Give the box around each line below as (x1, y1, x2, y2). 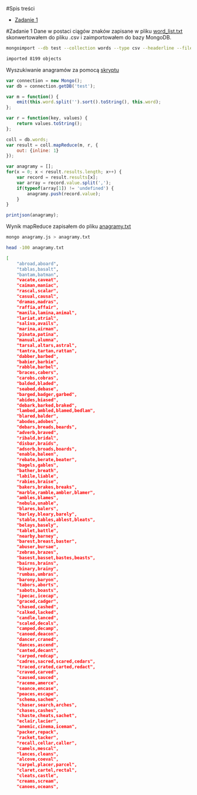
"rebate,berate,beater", (16, 457, 77, 463)
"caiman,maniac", (16, 282, 59, 289)
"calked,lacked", (16, 609, 59, 615)
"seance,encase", (16, 685, 59, 691)
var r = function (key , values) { (6, 115, 88, 121)
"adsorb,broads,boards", (16, 446, 77, 452)
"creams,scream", (16, 778, 59, 784)
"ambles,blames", (16, 495, 59, 501)
